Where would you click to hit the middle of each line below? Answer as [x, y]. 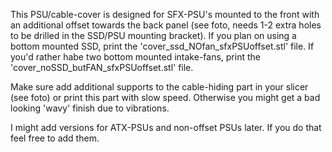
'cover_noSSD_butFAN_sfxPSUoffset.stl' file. [102, 67]
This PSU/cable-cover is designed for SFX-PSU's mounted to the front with [165, 14]
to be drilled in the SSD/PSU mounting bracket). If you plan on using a [153, 35]
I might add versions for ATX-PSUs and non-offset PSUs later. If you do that [166, 127]
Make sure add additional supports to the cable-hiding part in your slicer [159, 87]
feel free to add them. [55, 138]
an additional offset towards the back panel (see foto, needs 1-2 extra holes [166, 25]
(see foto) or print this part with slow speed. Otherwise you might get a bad [165, 97]
